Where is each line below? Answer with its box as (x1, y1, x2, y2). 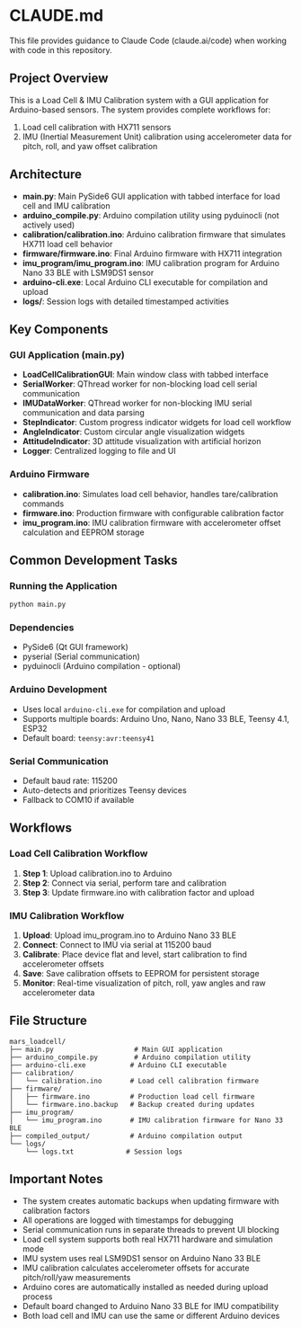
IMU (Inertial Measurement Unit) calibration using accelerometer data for (22, 131, 292, 142)
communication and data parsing (22, 407, 146, 418)
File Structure (9, 1013, 87, 1029)
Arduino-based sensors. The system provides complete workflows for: (9, 104, 271, 115)
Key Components (9, 321, 109, 337)
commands (22, 498, 65, 509)
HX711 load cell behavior (22, 238, 113, 249)
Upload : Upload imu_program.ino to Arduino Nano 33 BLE (22, 930, 236, 940)
